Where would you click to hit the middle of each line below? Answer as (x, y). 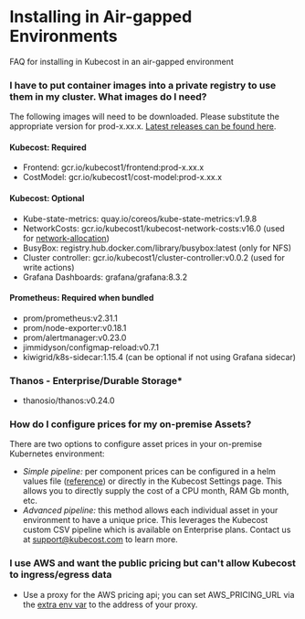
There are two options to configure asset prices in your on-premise (136, 444)
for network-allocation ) (66, 238)
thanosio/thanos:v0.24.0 (68, 400)
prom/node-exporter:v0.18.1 (74, 327)
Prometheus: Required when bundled (82, 298)
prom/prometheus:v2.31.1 (70, 318)
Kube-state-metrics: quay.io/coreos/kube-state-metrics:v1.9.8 (140, 219)
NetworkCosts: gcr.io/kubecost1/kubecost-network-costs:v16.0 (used (153, 228)
